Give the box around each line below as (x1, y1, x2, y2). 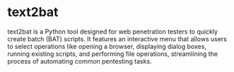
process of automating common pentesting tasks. (7, 57, 152, 65)
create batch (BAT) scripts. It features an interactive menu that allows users (7, 34, 228, 43)
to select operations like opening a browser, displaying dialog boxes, (7, 42, 207, 50)
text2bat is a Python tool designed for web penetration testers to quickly (7, 27, 218, 36)
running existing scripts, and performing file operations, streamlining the (7, 50, 218, 58)
